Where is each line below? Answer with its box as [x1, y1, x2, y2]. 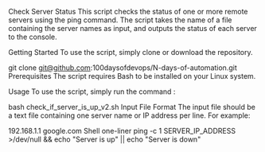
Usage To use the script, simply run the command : [8, 87, 176, 96]
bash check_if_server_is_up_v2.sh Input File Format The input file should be [8, 103, 256, 111]
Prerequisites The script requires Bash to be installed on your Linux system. [8, 72, 256, 80]
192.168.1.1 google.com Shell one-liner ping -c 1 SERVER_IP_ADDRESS [8, 127, 236, 135]
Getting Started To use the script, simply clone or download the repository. [8, 48, 253, 57]
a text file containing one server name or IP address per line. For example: [8, 111, 251, 120]
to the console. [8, 32, 57, 41]
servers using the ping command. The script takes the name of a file [8, 15, 232, 25]
